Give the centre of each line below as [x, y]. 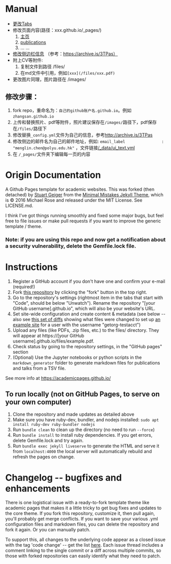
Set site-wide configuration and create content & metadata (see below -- [89, 314]
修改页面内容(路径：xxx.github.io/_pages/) [57, 30]
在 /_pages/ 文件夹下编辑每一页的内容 [51, 154]
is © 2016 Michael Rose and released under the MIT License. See [74, 200]
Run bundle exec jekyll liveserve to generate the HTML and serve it [86, 446]
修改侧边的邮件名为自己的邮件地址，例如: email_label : [88, 141]
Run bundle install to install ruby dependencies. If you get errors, [82, 435]
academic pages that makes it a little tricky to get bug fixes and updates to [83, 508]
